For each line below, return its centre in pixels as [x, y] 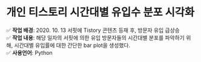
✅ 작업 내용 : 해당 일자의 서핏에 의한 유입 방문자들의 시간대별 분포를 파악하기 [95, 37]
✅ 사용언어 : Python [29, 52]
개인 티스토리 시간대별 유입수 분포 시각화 [100, 12]
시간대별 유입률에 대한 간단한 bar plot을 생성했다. [72, 45]
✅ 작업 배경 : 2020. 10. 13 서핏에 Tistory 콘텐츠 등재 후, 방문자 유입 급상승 [93, 30]
